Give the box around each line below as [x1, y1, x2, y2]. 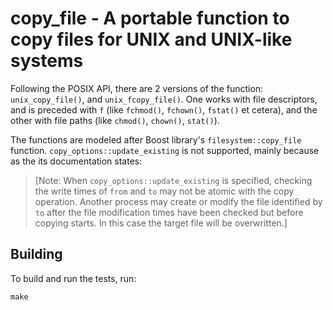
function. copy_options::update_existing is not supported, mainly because [10, 144, 320, 156]
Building [10, 246, 63, 263]
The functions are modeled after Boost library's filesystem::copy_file [10, 133, 302, 146]
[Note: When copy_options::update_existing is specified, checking [34, 174, 313, 186]
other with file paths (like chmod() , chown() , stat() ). [10, 114, 220, 126]
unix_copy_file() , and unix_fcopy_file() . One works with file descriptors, [10, 93, 318, 105]
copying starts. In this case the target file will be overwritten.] [34, 217, 288, 229]
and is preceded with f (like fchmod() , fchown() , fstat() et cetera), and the [10, 103, 318, 116]
